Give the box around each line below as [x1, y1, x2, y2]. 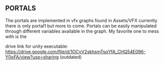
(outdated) [60, 54, 82, 60]
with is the [5, 33, 27, 39]
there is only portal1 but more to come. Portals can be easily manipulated [5, 23, 157, 29]
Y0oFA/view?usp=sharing [5, 54, 59, 60]
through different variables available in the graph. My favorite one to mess [5, 28, 159, 34]
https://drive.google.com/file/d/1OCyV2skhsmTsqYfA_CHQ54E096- [5, 48, 146, 54]
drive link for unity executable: [5, 43, 68, 49]
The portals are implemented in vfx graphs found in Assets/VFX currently [5, 17, 157, 23]
